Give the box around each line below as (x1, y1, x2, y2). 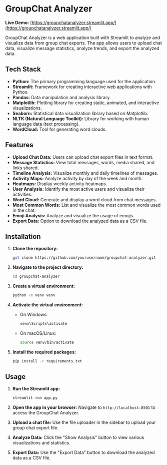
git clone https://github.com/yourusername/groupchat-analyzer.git (12, 255, 156, 260)
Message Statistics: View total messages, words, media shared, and (12, 159, 155, 165)
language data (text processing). (12, 121, 80, 127)
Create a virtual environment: (12, 283, 75, 289)
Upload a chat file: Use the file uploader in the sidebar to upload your (12, 419, 156, 425)
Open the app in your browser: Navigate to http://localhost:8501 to (12, 404, 156, 410)
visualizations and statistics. (12, 440, 71, 446)
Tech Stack (5, 65, 41, 74)
